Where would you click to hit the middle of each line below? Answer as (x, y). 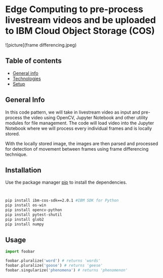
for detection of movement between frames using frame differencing (77, 149)
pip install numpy (25, 224)
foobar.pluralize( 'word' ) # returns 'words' (53, 261)
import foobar (20, 252)
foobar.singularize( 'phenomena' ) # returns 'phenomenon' (67, 270)
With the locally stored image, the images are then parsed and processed (82, 144)
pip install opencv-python (34, 210)
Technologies (27, 78)
